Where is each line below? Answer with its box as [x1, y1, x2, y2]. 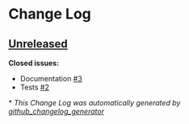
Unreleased [8, 37, 69, 51]
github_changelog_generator [8, 106, 105, 116]
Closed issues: [8, 58, 60, 68]
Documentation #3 [19, 74, 82, 83]
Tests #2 [19, 82, 50, 92]
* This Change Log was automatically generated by [8, 98, 181, 107]
